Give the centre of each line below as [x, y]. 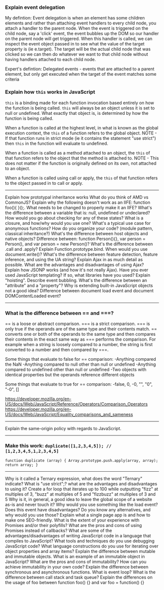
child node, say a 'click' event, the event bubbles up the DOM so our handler [82, 34]
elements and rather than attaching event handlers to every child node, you [81, 23]
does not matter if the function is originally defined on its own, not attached [81, 163]
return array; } [21, 465]
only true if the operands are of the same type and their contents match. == [81, 328]
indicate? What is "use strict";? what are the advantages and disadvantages [81, 484]
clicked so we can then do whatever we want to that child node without [77, 54]
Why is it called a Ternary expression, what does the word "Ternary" [74, 479]
